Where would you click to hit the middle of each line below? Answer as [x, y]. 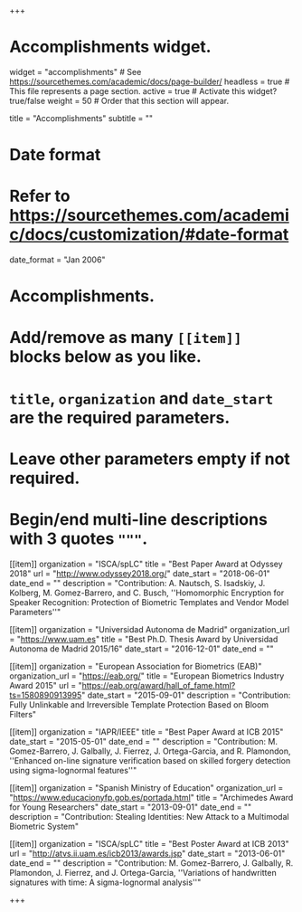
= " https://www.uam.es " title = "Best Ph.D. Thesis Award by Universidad [144, 639]
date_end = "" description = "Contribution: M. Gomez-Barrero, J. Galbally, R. [151, 863]
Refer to [40, 196]
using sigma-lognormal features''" [73, 770]
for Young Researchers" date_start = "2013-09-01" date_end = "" [131, 807]
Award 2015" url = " [46, 685]
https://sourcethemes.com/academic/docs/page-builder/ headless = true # [150, 81]
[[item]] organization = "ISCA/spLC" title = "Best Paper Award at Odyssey [146, 564]
